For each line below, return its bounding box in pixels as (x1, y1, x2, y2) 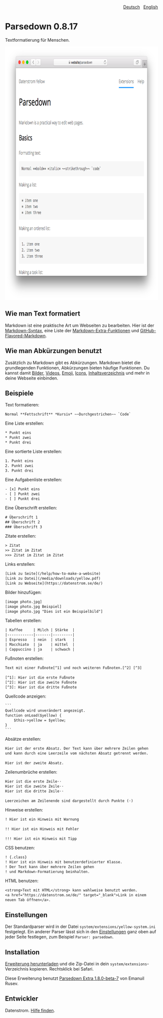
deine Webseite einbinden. (5, 375, 58, 381)
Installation (5, 948, 40, 956)
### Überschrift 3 (5, 525, 42, 530)
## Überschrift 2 (5, 520, 40, 525)
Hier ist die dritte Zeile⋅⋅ (5, 789, 64, 794)
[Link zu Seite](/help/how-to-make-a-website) (5, 572, 101, 576)
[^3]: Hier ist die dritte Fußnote (5, 685, 77, 690)
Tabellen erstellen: (5, 618, 42, 623)
